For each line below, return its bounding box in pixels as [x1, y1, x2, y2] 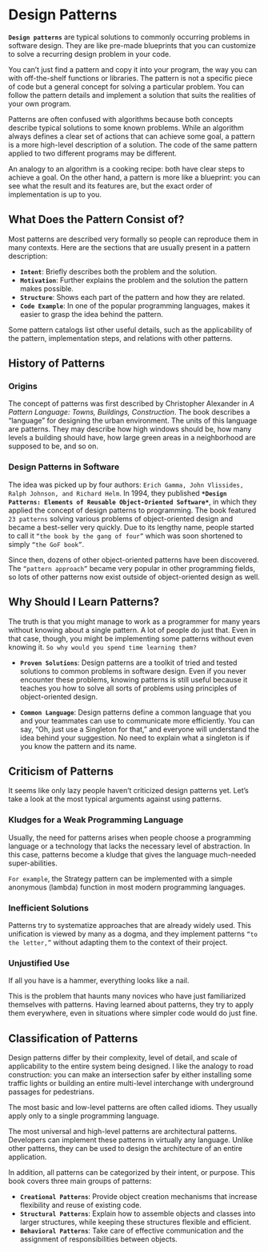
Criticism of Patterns [8, 764, 114, 778]
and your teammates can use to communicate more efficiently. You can [19, 715, 255, 725]
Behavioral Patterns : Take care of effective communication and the [19, 1226, 244, 1236]
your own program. [8, 99, 72, 108]
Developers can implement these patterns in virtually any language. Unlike [8, 1135, 254, 1145]
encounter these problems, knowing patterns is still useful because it [19, 675, 248, 684]
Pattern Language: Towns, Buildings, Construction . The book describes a [8, 407, 250, 417]
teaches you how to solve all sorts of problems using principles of [19, 683, 238, 693]
